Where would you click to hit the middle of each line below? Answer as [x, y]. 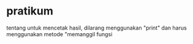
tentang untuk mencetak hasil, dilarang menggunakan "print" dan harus [96, 28]
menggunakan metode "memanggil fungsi [59, 34]
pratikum [30, 11]
